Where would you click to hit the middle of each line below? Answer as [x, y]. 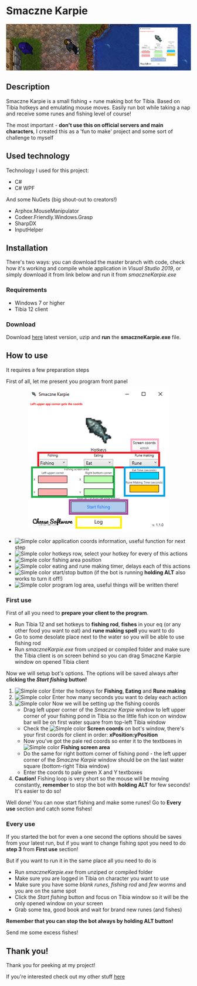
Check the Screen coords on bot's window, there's [104, 729]
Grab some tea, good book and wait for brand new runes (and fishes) [98, 910]
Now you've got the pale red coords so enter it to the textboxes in [103, 741]
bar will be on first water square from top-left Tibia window [94, 722]
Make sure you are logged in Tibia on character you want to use [91, 878]
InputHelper [29, 229]
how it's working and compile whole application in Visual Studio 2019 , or [94, 269]
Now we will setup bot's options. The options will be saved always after [92, 673]
